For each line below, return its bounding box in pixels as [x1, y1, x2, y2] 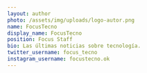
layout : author [7, 10, 51, 17]
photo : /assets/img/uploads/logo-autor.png [7, 17, 135, 24]
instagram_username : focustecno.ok [7, 56, 110, 63]
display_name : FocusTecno [7, 29, 82, 37]
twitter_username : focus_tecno [7, 49, 98, 56]
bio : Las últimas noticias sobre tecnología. [7, 42, 141, 49]
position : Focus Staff [7, 36, 73, 43]
